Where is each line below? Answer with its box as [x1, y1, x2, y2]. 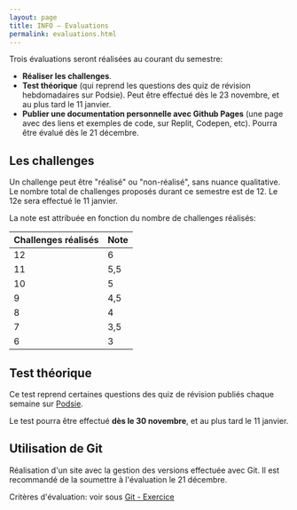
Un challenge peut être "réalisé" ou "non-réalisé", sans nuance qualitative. [9, 177, 281, 187]
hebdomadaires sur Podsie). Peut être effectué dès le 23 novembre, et [21, 90, 279, 100]
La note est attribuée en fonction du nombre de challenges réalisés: [9, 213, 256, 224]
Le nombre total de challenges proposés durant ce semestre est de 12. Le [9, 186, 278, 197]
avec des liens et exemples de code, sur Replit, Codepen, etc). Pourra [21, 118, 277, 129]
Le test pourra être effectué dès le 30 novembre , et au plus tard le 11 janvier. [9, 416, 289, 426]
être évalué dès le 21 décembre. [21, 128, 139, 138]
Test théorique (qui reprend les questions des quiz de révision [21, 81, 251, 91]
